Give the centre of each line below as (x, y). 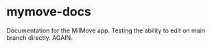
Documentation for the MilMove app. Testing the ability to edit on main (106, 30)
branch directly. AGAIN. (39, 37)
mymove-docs (49, 12)
